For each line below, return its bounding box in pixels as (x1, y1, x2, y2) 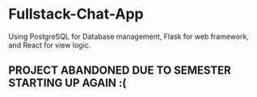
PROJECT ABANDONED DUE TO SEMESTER (8, 64, 232, 78)
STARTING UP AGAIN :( (8, 76, 127, 90)
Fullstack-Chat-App (8, 5, 144, 23)
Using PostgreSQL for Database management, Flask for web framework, (8, 32, 249, 41)
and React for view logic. (8, 40, 91, 49)
